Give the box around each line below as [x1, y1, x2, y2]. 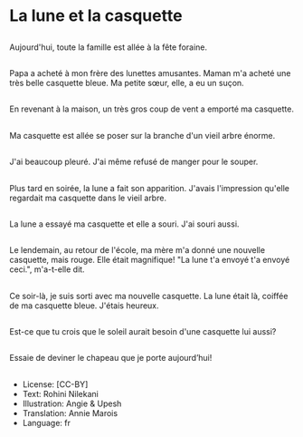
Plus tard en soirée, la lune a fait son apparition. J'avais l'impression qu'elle [9, 182, 289, 193]
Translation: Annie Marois [22, 407, 118, 418]
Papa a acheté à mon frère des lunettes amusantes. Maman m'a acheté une [9, 67, 291, 78]
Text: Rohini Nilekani [22, 388, 99, 399]
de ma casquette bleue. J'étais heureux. [9, 300, 160, 311]
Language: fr [22, 417, 71, 428]
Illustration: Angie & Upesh [22, 398, 122, 409]
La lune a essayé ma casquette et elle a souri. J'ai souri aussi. [9, 218, 240, 229]
